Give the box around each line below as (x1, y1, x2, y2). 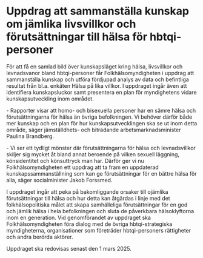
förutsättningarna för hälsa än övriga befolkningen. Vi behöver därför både (6, 113, 193, 121)
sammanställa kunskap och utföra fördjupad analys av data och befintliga (6, 76, 189, 83)
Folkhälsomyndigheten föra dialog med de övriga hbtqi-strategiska (6, 220, 173, 228)
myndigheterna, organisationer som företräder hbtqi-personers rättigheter (6, 227, 191, 234)
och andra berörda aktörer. (6, 233, 73, 240)
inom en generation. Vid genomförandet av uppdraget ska (6, 214, 151, 221)
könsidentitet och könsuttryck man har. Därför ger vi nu (6, 157, 144, 164)
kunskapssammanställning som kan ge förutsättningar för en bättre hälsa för (6, 170, 197, 177)
